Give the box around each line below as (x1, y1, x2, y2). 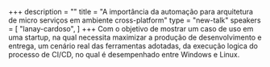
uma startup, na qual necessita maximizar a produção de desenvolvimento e (8, 32, 262, 42)
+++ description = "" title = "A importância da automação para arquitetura (8, 7, 254, 16)
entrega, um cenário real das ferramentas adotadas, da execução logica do (8, 41, 259, 51)
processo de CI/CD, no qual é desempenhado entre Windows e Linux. (8, 50, 240, 59)
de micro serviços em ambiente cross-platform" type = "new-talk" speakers (8, 15, 261, 25)
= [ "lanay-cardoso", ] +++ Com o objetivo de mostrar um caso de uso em (8, 24, 254, 33)
